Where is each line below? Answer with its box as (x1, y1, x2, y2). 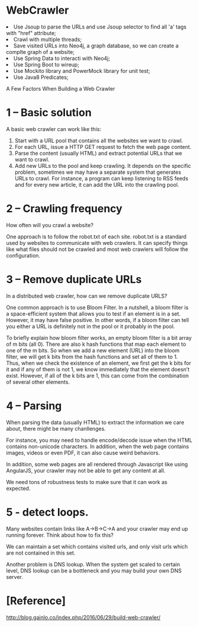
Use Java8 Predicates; (14, 74, 69, 81)
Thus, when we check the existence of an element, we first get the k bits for (6, 359, 191, 367)
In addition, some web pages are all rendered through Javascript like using (6, 460, 188, 467)
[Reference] (6, 594, 66, 607)
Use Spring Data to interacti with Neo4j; (14, 55, 111, 62)
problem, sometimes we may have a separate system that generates (14, 168, 181, 176)
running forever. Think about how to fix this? (6, 531, 114, 539)
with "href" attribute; (6, 29, 56, 36)
